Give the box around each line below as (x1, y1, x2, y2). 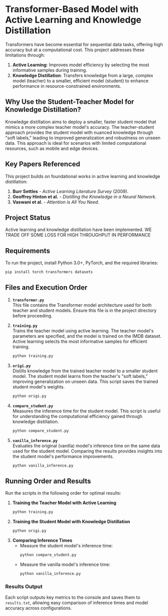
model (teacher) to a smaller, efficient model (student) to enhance (12, 78, 149, 84)
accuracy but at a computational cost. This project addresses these (5, 47, 144, 53)
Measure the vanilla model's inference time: (20, 561, 110, 567)
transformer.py (12, 297, 45, 303)
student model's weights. (12, 383, 65, 389)
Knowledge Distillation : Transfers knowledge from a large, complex (12, 72, 153, 78)
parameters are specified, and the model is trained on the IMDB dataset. (12, 333, 162, 339)
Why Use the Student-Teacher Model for (5, 98, 134, 106)
